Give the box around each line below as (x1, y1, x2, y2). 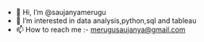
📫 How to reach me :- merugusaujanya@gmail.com (15, 25, 186, 34)
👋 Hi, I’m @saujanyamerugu (15, 8, 106, 17)
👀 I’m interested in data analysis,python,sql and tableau (15, 16, 197, 25)
